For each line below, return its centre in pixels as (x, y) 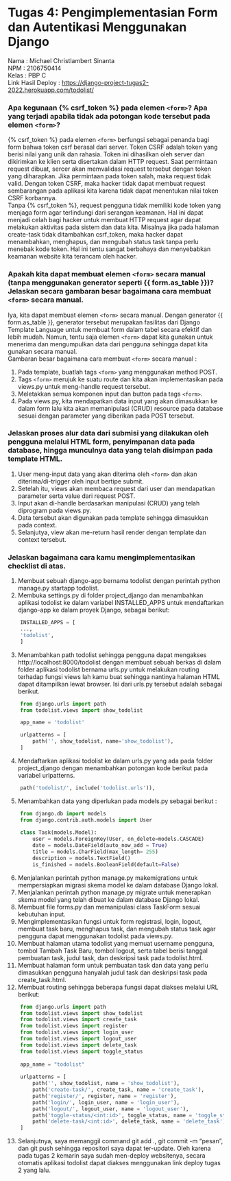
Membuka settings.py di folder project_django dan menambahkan (110, 595)
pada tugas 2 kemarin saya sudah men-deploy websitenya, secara (111, 1156)
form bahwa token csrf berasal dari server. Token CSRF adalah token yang (113, 147)
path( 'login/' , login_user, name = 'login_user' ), (106, 1102)
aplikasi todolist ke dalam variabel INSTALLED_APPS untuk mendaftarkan (121, 603)
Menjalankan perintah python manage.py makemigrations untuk (108, 878)
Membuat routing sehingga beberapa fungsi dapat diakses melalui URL (118, 987)
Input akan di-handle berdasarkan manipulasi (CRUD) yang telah (109, 503)
